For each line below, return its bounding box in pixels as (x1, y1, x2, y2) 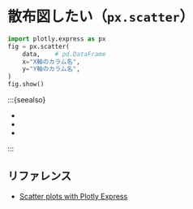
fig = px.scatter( (7, 42, 70, 50)
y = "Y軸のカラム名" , (22, 65, 80, 73)
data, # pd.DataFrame (22, 50, 106, 58)
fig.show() (7, 81, 45, 89)
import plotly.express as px (7, 34, 106, 43)
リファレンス (7, 169, 72, 183)
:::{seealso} (7, 95, 46, 105)
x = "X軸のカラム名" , (22, 58, 80, 66)
